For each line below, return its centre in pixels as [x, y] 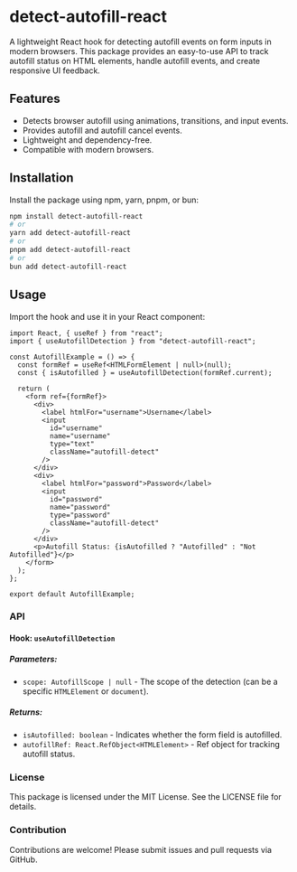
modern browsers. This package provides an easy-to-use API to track [139, 51]
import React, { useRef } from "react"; [87, 333]
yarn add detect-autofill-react [70, 233]
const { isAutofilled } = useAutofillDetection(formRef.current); [145, 372]
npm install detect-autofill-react [76, 216]
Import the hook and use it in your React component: [107, 316]
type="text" [72, 444]
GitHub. [23, 859]
